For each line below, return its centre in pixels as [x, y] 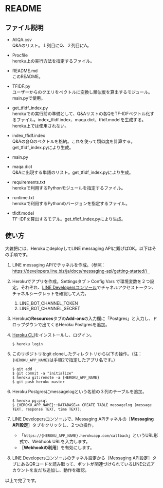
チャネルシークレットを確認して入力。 [50, 293]
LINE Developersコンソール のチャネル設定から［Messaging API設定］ [82, 458]
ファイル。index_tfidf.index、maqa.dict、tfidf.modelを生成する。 [81, 120]
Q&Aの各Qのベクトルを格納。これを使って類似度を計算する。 [73, 141]
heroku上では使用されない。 [40, 126]
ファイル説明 [24, 28]
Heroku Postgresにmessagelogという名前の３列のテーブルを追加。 [79, 391]
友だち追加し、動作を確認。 [61, 470]
